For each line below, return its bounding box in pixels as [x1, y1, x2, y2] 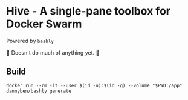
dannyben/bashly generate [6, 88, 71, 94]
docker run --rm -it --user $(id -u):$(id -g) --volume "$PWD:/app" [6, 82, 183, 88]
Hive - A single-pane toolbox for [6, 4, 171, 18]
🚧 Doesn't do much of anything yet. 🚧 [6, 48, 100, 56]
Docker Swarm [6, 17, 82, 31]
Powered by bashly [6, 37, 54, 44]
